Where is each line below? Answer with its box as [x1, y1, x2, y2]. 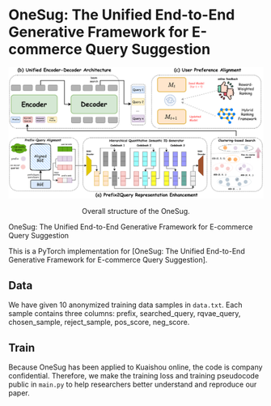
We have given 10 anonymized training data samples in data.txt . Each [8, 300, 243, 310]
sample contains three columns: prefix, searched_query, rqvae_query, [8, 309, 241, 318]
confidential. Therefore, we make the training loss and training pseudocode [8, 370, 260, 380]
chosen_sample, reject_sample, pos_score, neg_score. [8, 318, 190, 327]
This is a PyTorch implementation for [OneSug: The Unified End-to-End [8, 246, 245, 256]
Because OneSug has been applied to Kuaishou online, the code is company [8, 362, 263, 372]
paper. [8, 387, 30, 398]
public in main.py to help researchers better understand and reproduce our [8, 379, 257, 389]
